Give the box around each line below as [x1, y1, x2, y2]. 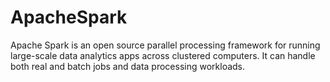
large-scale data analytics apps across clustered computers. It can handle [10, 49, 316, 61]
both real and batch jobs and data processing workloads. [10, 60, 246, 72]
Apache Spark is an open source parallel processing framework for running [10, 39, 321, 51]
